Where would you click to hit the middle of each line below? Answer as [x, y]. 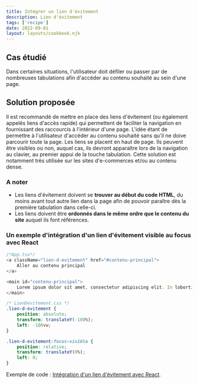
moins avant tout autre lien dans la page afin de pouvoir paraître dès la [100, 201]
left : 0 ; [27, 358]
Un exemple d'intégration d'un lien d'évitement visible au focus [99, 235]
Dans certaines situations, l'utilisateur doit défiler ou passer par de [87, 71]
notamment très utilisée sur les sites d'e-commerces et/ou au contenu [91, 160]
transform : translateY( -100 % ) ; [55, 320]
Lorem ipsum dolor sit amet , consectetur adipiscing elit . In [95, 287]
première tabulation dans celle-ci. [55, 207]
